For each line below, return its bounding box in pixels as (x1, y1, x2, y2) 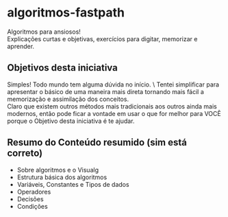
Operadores (16, 187, 51, 196)
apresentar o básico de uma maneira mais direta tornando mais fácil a (7, 87, 204, 95)
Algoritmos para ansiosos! (7, 27, 81, 36)
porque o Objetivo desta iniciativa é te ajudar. (7, 117, 135, 125)
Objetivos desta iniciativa (7, 62, 118, 73)
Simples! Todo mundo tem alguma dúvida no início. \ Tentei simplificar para (7, 80, 220, 89)
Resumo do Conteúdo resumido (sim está (7, 137, 187, 148)
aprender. (7, 42, 35, 50)
